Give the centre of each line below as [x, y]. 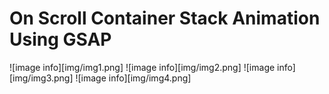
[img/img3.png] [41, 78]
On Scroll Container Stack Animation [165, 18]
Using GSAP [60, 39]
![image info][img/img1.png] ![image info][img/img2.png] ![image [142, 67]
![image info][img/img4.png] [133, 78]
